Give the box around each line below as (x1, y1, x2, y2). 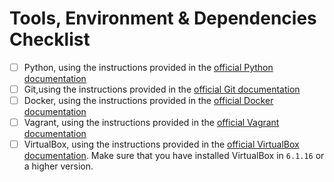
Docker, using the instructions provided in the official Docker (23, 95, 274, 107)
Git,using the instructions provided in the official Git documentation (23, 83, 301, 95)
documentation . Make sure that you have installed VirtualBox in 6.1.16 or (23, 150, 325, 162)
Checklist (9, 28, 91, 51)
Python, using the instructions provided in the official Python (23, 61, 274, 73)
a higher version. (23, 160, 94, 172)
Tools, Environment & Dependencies (9, 7, 317, 30)
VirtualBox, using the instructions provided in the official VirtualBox (23, 138, 300, 151)
